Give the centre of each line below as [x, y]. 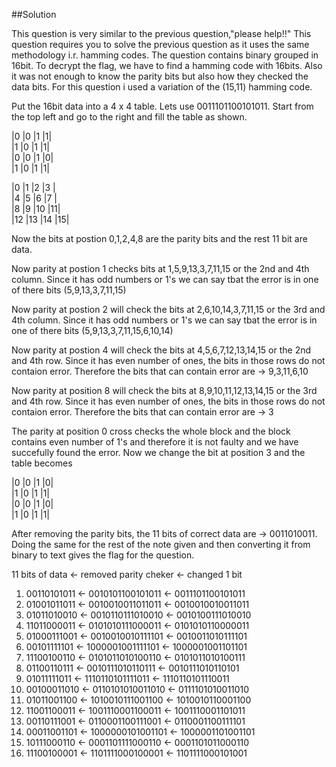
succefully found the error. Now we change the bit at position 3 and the [158, 452]
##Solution [34, 14]
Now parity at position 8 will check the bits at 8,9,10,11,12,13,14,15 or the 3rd [164, 390]
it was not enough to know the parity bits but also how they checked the [160, 76]
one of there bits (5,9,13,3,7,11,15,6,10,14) [92, 330]
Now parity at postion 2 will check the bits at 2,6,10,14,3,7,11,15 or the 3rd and [168, 309]
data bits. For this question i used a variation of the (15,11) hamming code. [162, 87]
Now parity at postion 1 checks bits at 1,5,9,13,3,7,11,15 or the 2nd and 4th [160, 268]
